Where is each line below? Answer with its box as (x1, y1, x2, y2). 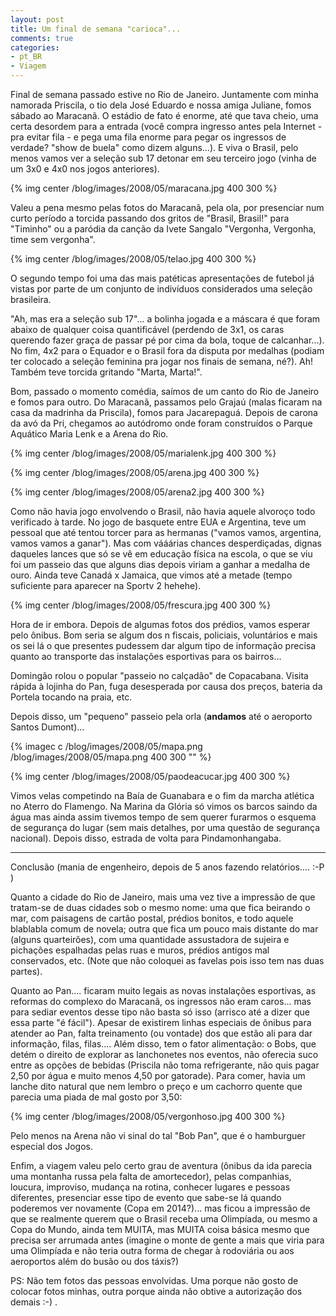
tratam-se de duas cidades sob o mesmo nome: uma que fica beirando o (10, 902, 311, 913)
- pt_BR (10, 52, 43, 62)
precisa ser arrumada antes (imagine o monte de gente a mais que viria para (10, 1234, 325, 1246)
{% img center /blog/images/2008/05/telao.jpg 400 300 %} (10, 253, 257, 265)
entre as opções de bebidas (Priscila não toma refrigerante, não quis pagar (10, 1059, 320, 1071)
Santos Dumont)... (10, 721, 85, 733)
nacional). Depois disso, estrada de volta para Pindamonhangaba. (10, 832, 282, 844)
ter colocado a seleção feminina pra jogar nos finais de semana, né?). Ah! (10, 356, 314, 367)
